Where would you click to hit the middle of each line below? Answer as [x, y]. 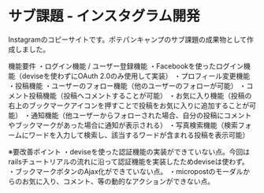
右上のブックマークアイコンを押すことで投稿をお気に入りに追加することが [129, 105]
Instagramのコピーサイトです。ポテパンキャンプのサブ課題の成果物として [128, 39]
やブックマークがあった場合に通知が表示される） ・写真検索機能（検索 [123, 125]
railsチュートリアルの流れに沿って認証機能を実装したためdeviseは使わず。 [129, 161]
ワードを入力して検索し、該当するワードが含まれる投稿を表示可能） [139, 135]
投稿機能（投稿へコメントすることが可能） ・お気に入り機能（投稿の [140, 95]
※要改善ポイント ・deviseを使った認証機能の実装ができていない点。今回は [129, 151]
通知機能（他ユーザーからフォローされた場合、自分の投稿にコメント [141, 115]
